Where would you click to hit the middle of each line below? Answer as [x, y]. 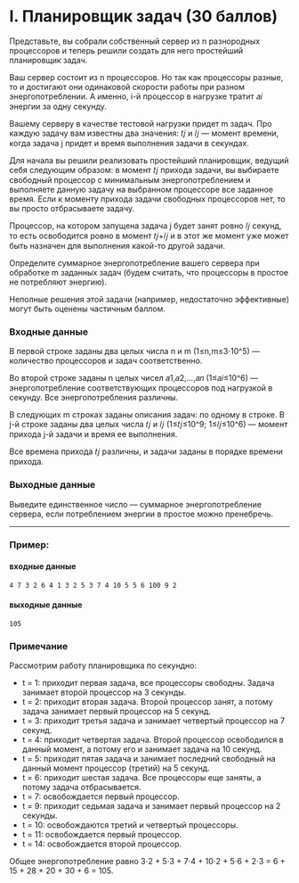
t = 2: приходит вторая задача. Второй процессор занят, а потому [147, 702]
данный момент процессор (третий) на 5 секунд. [116, 768]
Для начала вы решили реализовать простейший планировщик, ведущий [149, 160]
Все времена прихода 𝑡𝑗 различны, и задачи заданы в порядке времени [146, 451]
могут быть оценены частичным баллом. [88, 309]
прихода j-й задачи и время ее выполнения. [93, 434]
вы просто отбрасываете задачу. [72, 208]
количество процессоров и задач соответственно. [106, 361]
